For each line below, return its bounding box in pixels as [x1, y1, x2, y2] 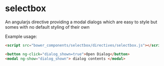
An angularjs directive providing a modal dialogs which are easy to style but [5, 19, 158, 25]
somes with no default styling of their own [5, 24, 90, 30]
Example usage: [5, 33, 38, 39]
